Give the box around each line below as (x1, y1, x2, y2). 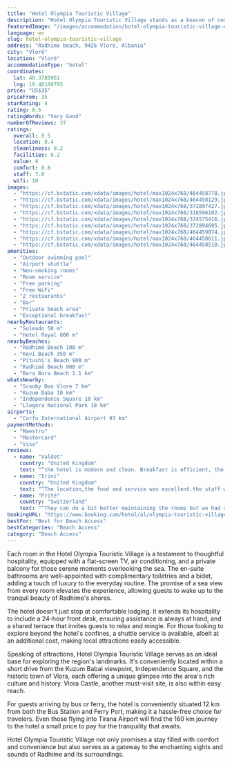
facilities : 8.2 (13, 151, 60, 159)
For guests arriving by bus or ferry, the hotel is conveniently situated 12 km (7, 699, 220, 708)
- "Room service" (13, 274, 64, 281)
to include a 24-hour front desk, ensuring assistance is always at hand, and (7, 614, 222, 623)
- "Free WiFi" (13, 286, 54, 294)
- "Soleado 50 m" (13, 325, 64, 332)
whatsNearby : (7, 376, 45, 384)
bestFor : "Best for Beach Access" (7, 518, 107, 525)
